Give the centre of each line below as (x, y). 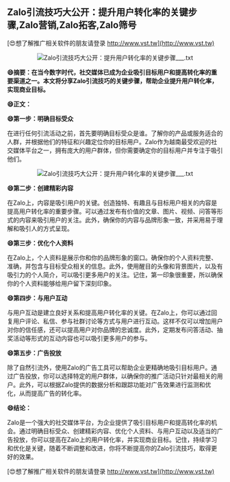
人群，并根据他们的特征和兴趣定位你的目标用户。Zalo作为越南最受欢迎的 (109, 141)
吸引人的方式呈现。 (46, 228)
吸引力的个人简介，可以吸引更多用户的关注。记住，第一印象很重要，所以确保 (115, 275)
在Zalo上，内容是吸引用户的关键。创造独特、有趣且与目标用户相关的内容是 (112, 203)
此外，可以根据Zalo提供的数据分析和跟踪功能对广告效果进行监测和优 (115, 385)
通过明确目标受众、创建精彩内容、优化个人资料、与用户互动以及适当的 (118, 431)
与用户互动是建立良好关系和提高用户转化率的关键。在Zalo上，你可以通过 (109, 312)
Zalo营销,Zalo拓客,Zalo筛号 (78, 25)
